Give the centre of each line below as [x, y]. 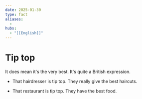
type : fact [16, 14]
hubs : [11, 28]
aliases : [14, 19]
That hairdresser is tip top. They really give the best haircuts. [75, 81]
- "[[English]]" [26, 33]
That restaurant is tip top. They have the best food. [65, 91]
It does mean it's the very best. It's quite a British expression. [68, 71]
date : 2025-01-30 [23, 10]
